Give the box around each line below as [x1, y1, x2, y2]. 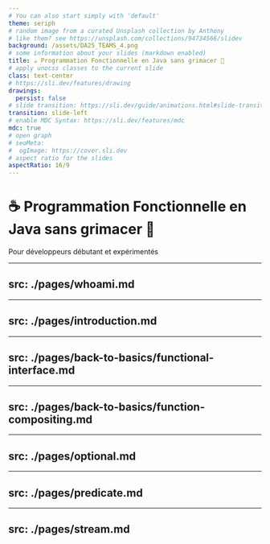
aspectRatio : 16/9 [8, 162, 70, 170]
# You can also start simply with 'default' [8, 11, 160, 20]
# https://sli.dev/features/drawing [8, 79, 131, 87]
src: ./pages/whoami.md [8, 278, 135, 291]
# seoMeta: [8, 138, 45, 147]
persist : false [15, 94, 67, 102]
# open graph [8, 131, 52, 139]
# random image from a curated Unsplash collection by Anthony [8, 27, 225, 35]
